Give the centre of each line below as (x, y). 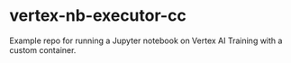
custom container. (43, 49)
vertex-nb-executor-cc (98, 16)
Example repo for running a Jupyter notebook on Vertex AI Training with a (146, 40)
